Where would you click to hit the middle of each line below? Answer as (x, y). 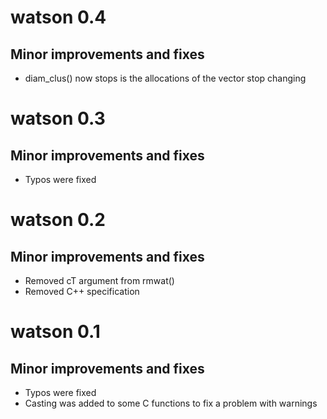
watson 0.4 (58, 17)
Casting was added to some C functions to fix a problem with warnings (171, 403)
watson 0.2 (58, 220)
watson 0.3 (58, 118)
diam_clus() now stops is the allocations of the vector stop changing (165, 78)
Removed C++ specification (82, 291)
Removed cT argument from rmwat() (99, 280)
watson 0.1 (55, 332)
